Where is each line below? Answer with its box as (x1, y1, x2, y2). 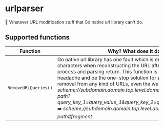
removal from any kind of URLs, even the (57, 80, 150, 87)
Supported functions (5, 33, 70, 42)
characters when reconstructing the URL (57, 62, 150, 69)
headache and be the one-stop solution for (57, 74, 157, 81)
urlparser (5, 3, 44, 14)
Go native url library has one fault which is (57, 56, 154, 63)
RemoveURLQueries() (7, 85, 53, 91)
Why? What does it (107, 47, 153, 54)
